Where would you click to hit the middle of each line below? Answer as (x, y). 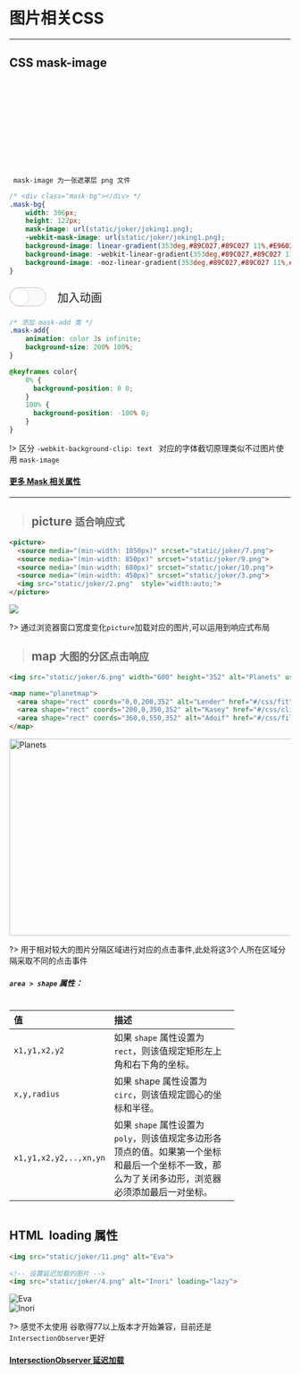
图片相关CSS (57, 18)
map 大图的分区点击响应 (90, 657)
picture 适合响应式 (78, 521)
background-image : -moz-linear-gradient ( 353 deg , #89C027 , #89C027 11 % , (158, 262)
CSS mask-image (58, 63)
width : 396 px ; (51, 213)
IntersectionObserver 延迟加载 (67, 1360)
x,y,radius (37, 1094)
